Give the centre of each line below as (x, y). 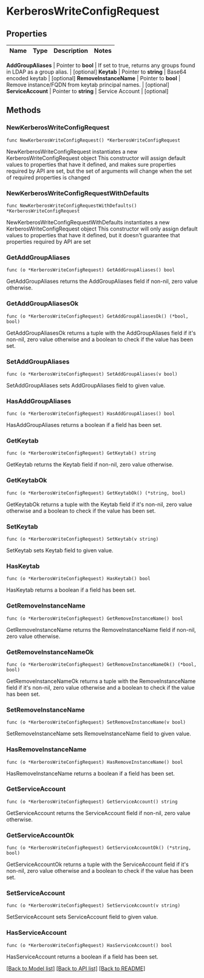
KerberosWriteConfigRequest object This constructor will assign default (96, 158)
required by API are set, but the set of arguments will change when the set (99, 171)
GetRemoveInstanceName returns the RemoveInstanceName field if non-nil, (101, 629)
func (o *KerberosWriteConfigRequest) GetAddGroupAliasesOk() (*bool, (97, 316)
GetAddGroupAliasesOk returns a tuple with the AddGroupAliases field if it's (101, 333)
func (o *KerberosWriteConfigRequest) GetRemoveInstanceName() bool (95, 619)
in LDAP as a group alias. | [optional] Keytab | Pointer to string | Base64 (97, 72)
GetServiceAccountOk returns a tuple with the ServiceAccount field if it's (98, 864)
